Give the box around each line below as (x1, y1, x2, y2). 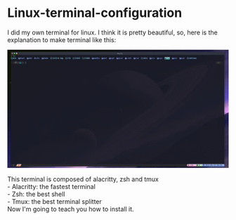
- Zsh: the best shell (7, 190, 65, 198)
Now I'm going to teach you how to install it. (7, 205, 135, 214)
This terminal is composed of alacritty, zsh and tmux (7, 175, 159, 183)
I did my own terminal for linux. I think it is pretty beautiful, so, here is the (7, 28, 218, 37)
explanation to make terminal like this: (7, 35, 117, 44)
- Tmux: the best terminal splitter (7, 198, 102, 206)
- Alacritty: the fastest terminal (7, 183, 96, 191)
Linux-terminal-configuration (7, 5, 183, 21)
